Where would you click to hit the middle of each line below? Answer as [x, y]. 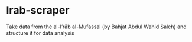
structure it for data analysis [40, 33]
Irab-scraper [38, 10]
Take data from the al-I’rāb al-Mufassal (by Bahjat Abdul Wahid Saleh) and [97, 27]
